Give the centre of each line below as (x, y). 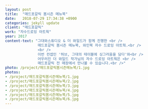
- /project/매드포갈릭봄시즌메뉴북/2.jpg (42, 81)
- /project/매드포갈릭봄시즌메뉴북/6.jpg (42, 99)
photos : (13, 72)
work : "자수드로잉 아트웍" (28, 32)
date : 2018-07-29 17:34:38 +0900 (41, 18)
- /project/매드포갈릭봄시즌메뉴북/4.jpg (42, 90)
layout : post (18, 9)
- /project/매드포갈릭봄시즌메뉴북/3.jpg (42, 86)
